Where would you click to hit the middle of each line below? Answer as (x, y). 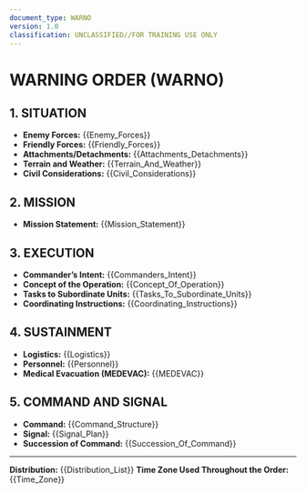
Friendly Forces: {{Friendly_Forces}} (92, 145)
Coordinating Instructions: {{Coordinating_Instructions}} (130, 304)
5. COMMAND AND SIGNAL (89, 402)
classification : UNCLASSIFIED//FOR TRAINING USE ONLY (114, 35)
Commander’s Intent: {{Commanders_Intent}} (110, 275)
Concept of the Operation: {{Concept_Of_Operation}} (123, 284)
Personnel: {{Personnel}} (71, 364)
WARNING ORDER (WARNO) (117, 80)
